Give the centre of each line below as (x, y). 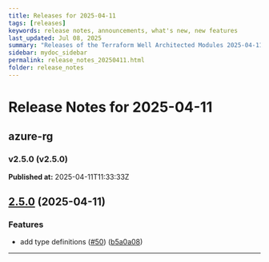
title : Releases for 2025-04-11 (62, 16)
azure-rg (31, 137)
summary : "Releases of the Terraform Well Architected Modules (116, 46)
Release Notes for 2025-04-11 (110, 107)
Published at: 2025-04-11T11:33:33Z (69, 177)
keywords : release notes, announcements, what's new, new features (123, 30)
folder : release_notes (46, 68)
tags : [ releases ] (37, 23)
